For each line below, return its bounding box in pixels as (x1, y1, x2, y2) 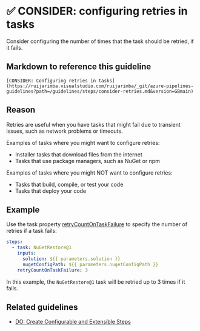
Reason (6, 105, 36, 115)
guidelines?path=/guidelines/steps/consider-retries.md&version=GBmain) (6, 88, 194, 95)
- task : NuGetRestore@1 (12, 244, 72, 251)
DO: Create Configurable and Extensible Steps (15, 318, 132, 326)
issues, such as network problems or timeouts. (6, 127, 123, 135)
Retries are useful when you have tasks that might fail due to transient (6, 121, 181, 128)
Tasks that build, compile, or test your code (15, 181, 124, 188)
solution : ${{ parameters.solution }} (22, 256, 121, 262)
